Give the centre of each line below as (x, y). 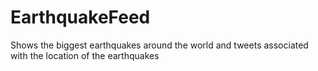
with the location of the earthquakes (85, 55)
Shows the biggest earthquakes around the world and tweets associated (159, 45)
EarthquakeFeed (80, 17)
